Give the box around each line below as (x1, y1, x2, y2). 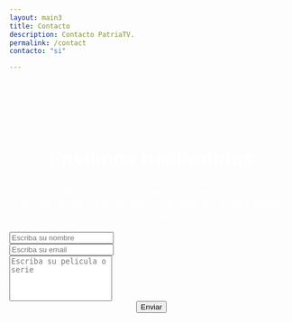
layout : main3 (9, 13, 63, 22)
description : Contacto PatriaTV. (9, 30, 135, 39)
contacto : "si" (9, 47, 67, 56)
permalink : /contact (9, 38, 87, 48)
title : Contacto (9, 22, 70, 31)
